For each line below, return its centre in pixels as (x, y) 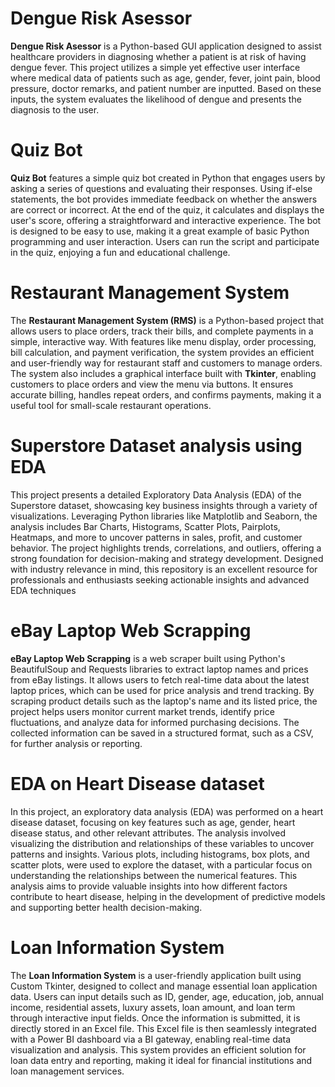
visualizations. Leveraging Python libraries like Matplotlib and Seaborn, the (164, 516)
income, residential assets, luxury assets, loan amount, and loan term (153, 1007)
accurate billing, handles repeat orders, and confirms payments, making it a (166, 394)
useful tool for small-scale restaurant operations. (111, 405)
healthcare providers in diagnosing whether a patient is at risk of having (158, 56)
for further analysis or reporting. (76, 743)
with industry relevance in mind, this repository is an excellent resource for (164, 569)
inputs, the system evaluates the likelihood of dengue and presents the (156, 99)
